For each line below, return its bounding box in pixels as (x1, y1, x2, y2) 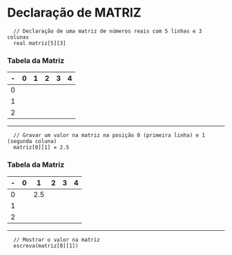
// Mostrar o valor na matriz (13, 236, 100, 243)
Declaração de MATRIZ (7, 5, 142, 21)
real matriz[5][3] (13, 39, 67, 46)
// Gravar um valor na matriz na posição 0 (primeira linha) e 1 (13, 132, 206, 139)
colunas (7, 33, 30, 41)
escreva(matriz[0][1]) (13, 242, 79, 249)
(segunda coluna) (7, 138, 57, 145)
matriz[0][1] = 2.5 (13, 144, 70, 151)
